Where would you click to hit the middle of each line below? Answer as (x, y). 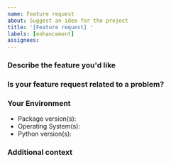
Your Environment (39, 103)
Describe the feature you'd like (61, 65)
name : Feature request (41, 14)
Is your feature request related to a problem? (86, 84)
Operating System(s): (49, 126)
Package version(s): (47, 119)
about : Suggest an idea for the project (68, 21)
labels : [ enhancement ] (41, 34)
